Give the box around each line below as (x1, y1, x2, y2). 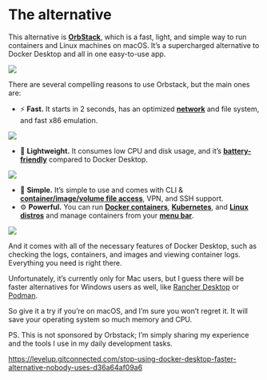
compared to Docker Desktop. (49, 154, 148, 164)
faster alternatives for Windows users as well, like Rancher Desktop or (8, 282, 240, 291)
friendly (19, 154, 48, 164)
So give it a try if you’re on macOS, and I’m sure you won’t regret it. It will (8, 306, 248, 315)
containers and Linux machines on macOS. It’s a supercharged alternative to (8, 40, 260, 50)
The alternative (8, 6, 112, 24)
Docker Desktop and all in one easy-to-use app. (8, 49, 166, 58)
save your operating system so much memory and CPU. (8, 314, 193, 324)
